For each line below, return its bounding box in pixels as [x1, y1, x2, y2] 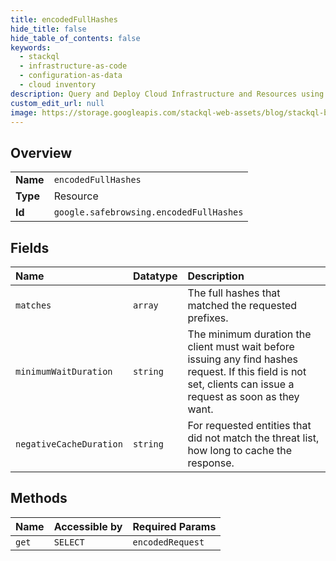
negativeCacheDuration [15, 439, 123, 450]
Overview [10, 144, 73, 161]
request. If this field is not [187, 365, 307, 378]
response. [187, 456, 235, 470]
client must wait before [187, 340, 295, 353]
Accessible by [53, 519, 123, 533]
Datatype [132, 269, 178, 283]
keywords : [10, 42, 52, 53]
